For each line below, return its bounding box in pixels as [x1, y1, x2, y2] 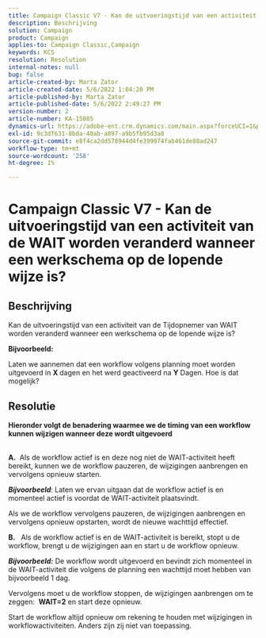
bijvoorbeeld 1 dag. [8, 573, 70, 582]
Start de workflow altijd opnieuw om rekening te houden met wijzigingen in [8, 612, 253, 621]
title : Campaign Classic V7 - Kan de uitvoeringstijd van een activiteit [8, 11, 257, 20]
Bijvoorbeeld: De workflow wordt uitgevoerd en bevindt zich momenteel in [8, 556, 253, 566]
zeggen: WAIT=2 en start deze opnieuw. [8, 597, 142, 606]
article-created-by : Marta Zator [8, 78, 119, 86]
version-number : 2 [8, 108, 69, 116]
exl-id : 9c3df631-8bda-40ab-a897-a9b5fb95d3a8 [8, 129, 165, 137]
